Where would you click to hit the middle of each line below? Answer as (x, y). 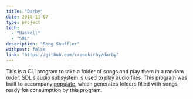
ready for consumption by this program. (54, 90)
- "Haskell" (26, 33)
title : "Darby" (25, 11)
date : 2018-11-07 (27, 17)
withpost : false (26, 49)
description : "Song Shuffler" (43, 44)
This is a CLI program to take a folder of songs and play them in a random (95, 71)
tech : (13, 28)
